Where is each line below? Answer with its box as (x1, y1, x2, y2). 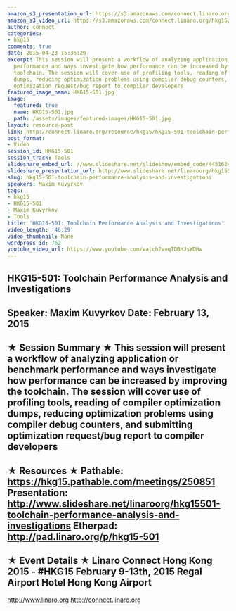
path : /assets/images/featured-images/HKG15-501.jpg (13, 115, 171, 122)
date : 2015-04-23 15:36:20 (7, 50, 86, 57)
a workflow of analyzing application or (7, 353, 179, 365)
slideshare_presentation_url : (7, 167, 96, 175)
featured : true (13, 102, 58, 109)
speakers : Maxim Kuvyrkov (7, 180, 83, 187)
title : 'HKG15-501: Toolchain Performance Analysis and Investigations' (7, 220, 225, 227)
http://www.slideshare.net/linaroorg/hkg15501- (7, 498, 221, 510)
